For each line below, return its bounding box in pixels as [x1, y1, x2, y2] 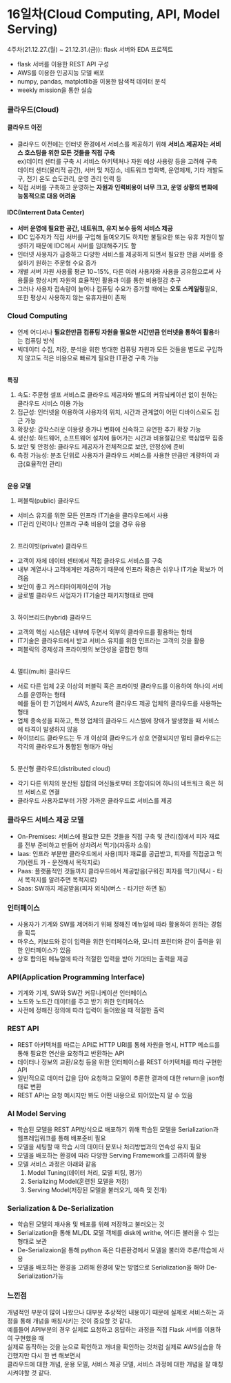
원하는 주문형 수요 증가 [35, 259, 97, 267]
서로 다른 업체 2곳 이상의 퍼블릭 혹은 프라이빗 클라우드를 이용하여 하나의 [17, 682, 210, 690]
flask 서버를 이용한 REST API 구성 [17, 59, 109, 68]
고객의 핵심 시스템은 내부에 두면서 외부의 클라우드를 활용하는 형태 [17, 627, 192, 636]
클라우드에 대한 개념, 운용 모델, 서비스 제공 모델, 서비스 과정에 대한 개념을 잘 [7, 1359, 211, 1368]
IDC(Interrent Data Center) [7, 208, 85, 216]
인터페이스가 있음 [24, 946, 71, 954]
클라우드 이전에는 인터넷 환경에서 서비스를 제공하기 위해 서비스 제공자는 [17, 140, 209, 149]
